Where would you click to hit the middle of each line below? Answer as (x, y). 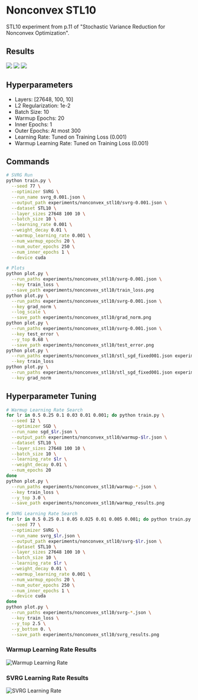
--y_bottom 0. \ (31, 629)
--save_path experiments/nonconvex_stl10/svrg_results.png (85, 634)
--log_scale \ (29, 312)
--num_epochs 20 (31, 470)
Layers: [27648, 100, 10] (44, 99)
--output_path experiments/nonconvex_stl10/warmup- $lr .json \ (89, 437)
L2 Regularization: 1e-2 (42, 105)
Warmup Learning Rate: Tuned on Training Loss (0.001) (82, 143)
